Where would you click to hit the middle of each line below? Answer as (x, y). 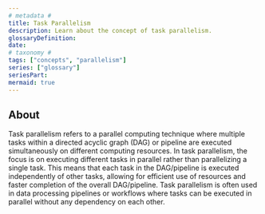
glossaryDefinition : (43, 38)
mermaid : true (32, 82)
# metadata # (30, 16)
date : (17, 46)
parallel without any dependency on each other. (87, 202)
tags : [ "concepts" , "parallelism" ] (67, 61)
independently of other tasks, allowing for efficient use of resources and (127, 176)
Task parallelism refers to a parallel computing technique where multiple (127, 134)
